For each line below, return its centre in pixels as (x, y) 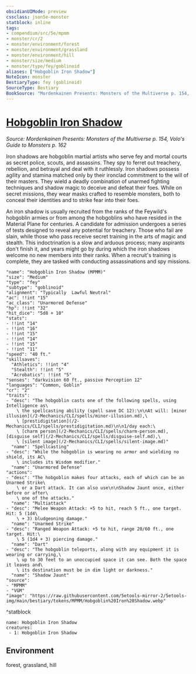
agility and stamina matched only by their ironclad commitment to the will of (97, 175)
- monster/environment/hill (40, 55)
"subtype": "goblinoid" (35, 287)
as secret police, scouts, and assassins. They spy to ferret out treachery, (94, 163)
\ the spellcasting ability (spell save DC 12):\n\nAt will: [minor (102, 411)
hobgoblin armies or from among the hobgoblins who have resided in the (94, 217)
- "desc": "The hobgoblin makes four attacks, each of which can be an (95, 477)
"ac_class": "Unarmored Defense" (47, 303)
